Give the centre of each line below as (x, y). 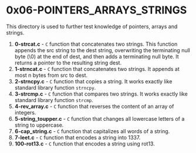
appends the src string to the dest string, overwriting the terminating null (102, 50)
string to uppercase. (39, 125)
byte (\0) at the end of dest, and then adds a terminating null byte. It (97, 56)
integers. (25, 113)
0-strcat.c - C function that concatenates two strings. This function (96, 44)
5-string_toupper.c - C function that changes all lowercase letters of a (99, 118)
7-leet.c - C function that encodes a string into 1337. (77, 137)
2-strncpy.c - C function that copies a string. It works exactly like (93, 81)
